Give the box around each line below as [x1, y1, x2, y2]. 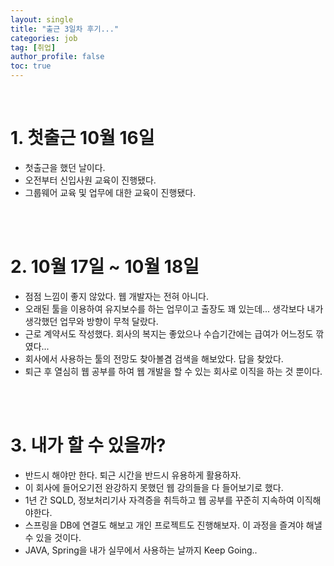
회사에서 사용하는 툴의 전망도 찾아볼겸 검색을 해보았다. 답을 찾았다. [24, 352, 284, 365]
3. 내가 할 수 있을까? [10, 434, 167, 457]
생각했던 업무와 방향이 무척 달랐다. [24, 315, 159, 327]
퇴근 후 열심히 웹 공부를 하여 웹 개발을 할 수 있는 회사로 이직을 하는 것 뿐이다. [24, 365, 323, 377]
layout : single [10, 14, 74, 25]
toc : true [10, 61, 52, 71]
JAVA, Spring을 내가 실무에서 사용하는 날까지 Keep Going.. [24, 544, 258, 556]
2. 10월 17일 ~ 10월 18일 [10, 256, 200, 278]
